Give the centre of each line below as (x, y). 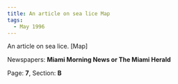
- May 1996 (29, 26)
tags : (15, 20)
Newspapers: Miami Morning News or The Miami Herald (89, 60)
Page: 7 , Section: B (34, 73)
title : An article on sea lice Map (59, 14)
